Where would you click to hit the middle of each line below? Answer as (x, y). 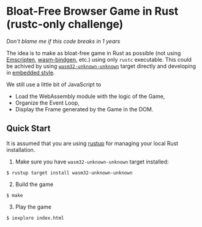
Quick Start (28, 129)
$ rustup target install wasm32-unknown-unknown (69, 173)
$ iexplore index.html (35, 218)
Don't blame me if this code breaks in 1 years (63, 41)
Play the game (33, 207)
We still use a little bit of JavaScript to (54, 84)
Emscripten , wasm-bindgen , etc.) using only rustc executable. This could (99, 59)
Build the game (34, 184)
